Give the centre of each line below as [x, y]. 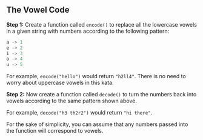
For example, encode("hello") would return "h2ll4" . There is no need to [96, 76]
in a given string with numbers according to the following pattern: [88, 31]
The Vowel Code [38, 10]
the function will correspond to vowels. [55, 131]
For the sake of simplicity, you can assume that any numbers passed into [97, 124]
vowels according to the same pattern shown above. [72, 101]
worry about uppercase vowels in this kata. [60, 83]
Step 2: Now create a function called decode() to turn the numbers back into [101, 95]
